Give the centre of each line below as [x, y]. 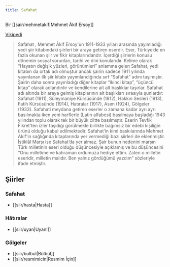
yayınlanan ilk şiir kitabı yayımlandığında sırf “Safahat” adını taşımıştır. [90, 76]
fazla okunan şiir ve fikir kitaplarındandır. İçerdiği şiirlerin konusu [85, 55]
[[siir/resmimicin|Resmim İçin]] [45, 259]
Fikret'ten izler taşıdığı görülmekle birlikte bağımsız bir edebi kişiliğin [89, 125]
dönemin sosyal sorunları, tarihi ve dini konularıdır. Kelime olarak [85, 60]
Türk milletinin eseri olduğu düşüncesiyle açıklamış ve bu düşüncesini [91, 147]
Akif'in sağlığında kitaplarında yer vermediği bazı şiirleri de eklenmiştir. [91, 136]
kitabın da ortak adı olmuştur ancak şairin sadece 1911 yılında [81, 71]
